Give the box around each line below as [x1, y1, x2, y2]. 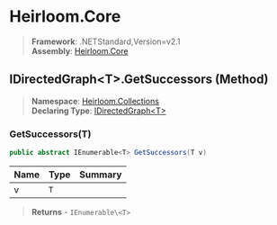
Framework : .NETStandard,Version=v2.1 [31, 36, 181, 47]
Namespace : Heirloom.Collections [31, 95, 160, 106]
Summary [79, 168, 122, 181]
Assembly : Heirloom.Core [31, 45, 129, 56]
